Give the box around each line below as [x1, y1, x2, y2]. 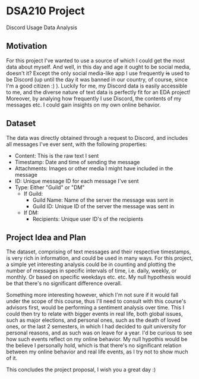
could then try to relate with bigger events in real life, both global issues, [6, 311, 183, 318]
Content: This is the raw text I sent [14, 152, 99, 159]
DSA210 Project [6, 4, 85, 18]
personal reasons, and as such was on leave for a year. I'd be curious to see [6, 329, 192, 337]
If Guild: [23, 190, 43, 197]
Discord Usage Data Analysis [6, 24, 77, 31]
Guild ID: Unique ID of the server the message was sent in [32, 202, 174, 209]
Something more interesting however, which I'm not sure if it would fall [6, 292, 179, 299]
